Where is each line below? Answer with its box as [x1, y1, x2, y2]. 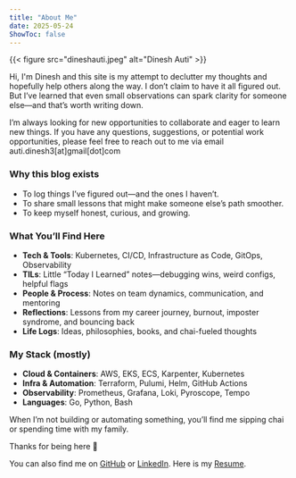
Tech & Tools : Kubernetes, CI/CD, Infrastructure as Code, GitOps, [21, 249, 263, 260]
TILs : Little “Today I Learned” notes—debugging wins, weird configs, [21, 269, 276, 280]
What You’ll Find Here [9, 230, 105, 242]
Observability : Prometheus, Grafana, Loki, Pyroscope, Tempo [21, 388, 251, 398]
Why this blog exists [9, 168, 100, 180]
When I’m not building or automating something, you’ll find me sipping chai [9, 415, 284, 425]
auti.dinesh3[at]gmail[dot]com [9, 146, 121, 156]
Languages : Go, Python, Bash [21, 397, 134, 407]
